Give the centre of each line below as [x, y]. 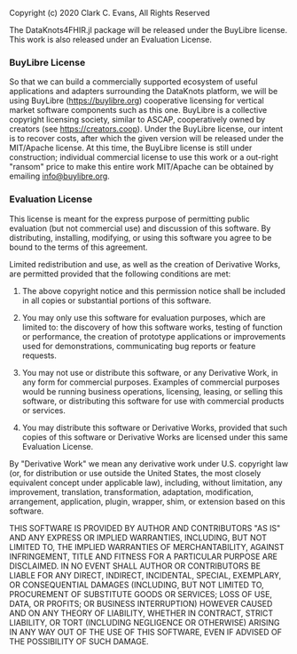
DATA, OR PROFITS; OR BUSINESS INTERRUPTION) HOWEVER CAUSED [141, 603]
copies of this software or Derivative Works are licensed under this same [155, 437]
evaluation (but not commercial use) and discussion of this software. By [140, 228]
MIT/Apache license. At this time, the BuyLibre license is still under [131, 148]
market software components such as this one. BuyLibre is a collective [138, 110]
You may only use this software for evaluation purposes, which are [144, 317]
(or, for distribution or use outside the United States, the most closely [135, 473]
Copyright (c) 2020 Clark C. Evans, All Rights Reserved [109, 13]
